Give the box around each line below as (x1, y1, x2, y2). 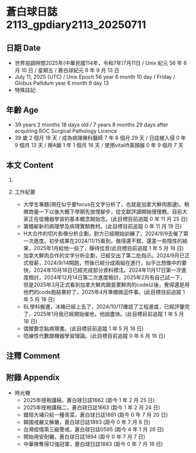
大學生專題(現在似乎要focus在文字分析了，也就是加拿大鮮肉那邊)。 (23, 200, 184, 208)
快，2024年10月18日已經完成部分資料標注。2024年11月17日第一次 (23, 267, 181, 274)
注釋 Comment (6, 351, 60, 361)
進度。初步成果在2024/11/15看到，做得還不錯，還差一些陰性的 (33, 237, 183, 244)
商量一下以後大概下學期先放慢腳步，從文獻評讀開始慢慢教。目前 (28, 208, 183, 215)
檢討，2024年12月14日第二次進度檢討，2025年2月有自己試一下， (28, 274, 186, 281)
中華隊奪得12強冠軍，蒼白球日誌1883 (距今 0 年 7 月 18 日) (23, 440, 163, 447)
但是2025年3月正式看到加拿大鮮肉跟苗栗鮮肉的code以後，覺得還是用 (23, 281, 190, 288)
